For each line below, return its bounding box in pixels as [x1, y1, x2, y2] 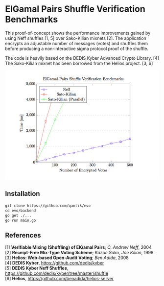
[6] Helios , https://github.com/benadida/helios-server [5, 275, 114, 281]
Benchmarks [5, 14, 58, 25]
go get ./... [5, 213, 32, 218]
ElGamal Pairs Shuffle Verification [5, 3, 145, 15]
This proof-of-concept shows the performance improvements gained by [5, 30, 151, 36]
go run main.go [5, 218, 36, 223]
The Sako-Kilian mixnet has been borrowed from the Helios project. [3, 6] [5, 60, 153, 66]
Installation [5, 190, 40, 198]
